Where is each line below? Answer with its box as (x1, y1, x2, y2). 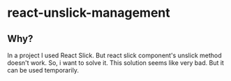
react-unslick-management (7, 5, 170, 21)
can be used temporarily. (7, 66, 79, 74)
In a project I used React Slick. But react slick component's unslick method (7, 51, 222, 59)
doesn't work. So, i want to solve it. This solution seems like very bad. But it (7, 59, 225, 67)
